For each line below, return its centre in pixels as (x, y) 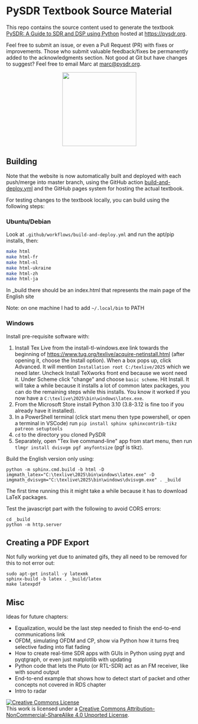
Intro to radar (31, 691)
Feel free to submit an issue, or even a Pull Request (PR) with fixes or (90, 45)
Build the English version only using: (50, 458)
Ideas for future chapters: (37, 617)
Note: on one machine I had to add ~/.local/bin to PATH (75, 308)
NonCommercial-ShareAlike (40, 715)
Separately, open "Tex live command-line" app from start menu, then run (103, 441)
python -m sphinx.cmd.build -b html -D (55, 469)
